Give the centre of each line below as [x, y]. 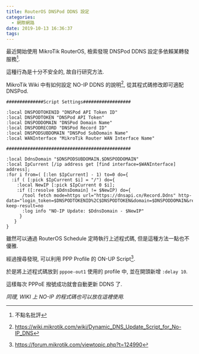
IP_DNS [24, 333]
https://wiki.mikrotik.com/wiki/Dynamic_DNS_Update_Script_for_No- [98, 327]
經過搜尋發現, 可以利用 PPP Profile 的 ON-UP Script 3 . [71, 258]
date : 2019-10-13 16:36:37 [39, 28]
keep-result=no [25, 206]
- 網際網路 [23, 23]
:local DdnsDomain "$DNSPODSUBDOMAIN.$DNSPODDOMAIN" [73, 159]
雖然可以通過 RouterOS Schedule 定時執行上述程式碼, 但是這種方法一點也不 [98, 239]
